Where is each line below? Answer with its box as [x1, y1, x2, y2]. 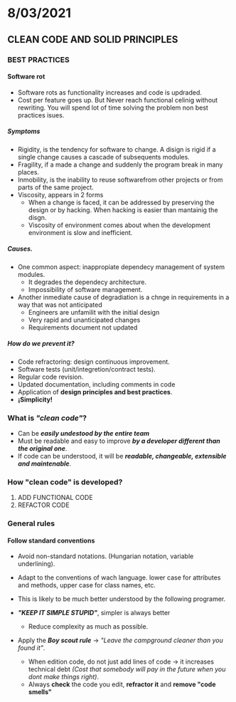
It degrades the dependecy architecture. [28, 278, 147, 286]
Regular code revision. [17, 372, 84, 381]
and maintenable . [17, 459, 72, 468]
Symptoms [7, 127, 41, 136]
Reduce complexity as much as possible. [28, 622, 149, 631]
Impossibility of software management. [28, 285, 143, 293]
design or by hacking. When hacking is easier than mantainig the [28, 205, 218, 214]
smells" [28, 688, 52, 696]
